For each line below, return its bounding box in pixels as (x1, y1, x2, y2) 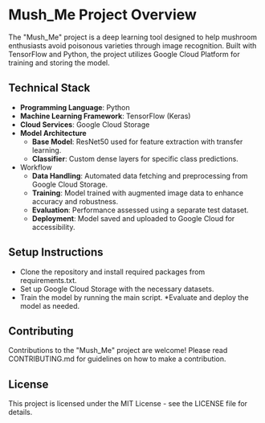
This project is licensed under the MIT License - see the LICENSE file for (8, 399, 247, 409)
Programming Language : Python (19, 102, 130, 112)
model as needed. (19, 301, 80, 310)
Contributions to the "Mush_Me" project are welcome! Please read (8, 346, 228, 355)
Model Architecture (19, 128, 87, 138)
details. (8, 408, 33, 417)
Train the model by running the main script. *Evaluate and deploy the (19, 292, 249, 302)
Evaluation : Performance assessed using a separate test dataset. (31, 205, 249, 215)
